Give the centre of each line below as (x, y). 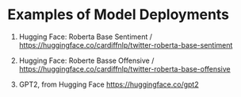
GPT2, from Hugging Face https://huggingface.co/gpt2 (109, 84)
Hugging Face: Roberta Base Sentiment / (85, 37)
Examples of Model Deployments (119, 15)
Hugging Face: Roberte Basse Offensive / (86, 60)
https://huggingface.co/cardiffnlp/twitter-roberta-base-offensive (124, 68)
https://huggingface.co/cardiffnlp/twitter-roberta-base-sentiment (126, 45)
